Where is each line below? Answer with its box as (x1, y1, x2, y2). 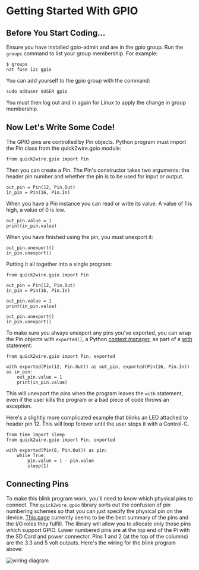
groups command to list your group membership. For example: (6, 50, 158, 57)
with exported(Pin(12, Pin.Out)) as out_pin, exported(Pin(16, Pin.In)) (6, 364, 190, 370)
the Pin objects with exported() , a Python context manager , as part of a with (6, 335, 192, 342)
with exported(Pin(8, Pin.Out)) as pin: (6, 447, 108, 453)
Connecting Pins (6, 479, 70, 489)
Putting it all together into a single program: (6, 260, 112, 267)
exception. (6, 402, 32, 410)
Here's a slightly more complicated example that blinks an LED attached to (6, 414, 188, 421)
